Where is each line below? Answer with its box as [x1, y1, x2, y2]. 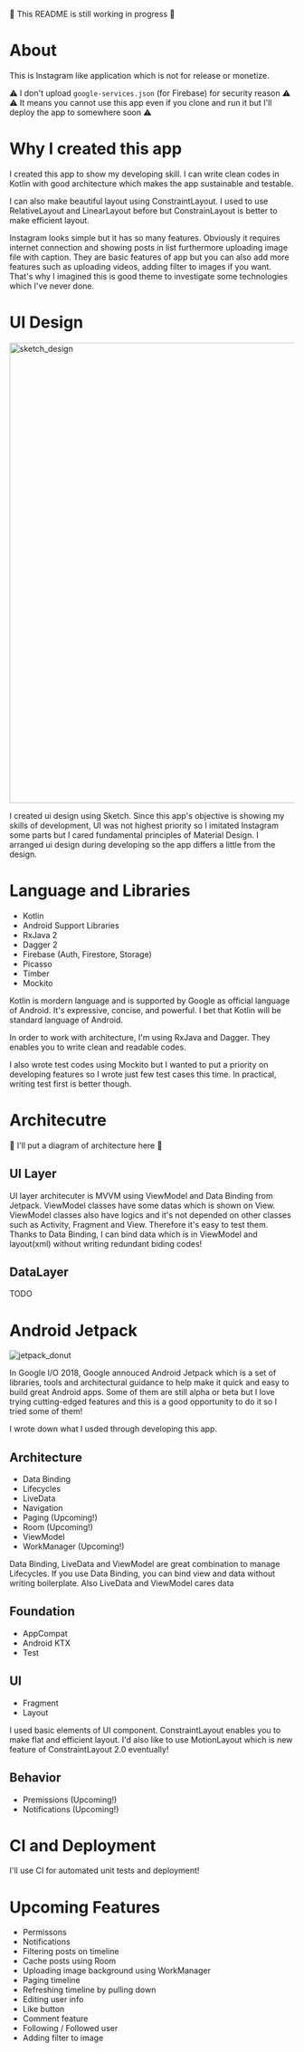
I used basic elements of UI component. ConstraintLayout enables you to [9, 1724, 281, 1735]
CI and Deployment [9, 1835, 157, 1856]
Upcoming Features [9, 1896, 161, 1917]
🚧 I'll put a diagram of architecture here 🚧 [9, 1140, 163, 1151]
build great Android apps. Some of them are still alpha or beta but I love [9, 1387, 276, 1398]
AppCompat [22, 1628, 68, 1639]
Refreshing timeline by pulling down [22, 1984, 157, 1995]
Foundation [9, 1604, 75, 1620]
